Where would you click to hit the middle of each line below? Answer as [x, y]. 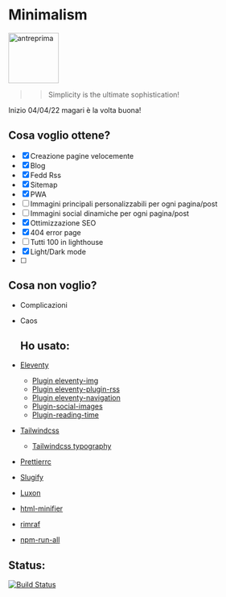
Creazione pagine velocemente [82, 155]
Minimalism [48, 15]
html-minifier [41, 508]
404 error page [56, 232]
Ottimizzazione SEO [63, 222]
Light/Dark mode [58, 251]
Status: [27, 565]
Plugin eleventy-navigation [76, 398]
